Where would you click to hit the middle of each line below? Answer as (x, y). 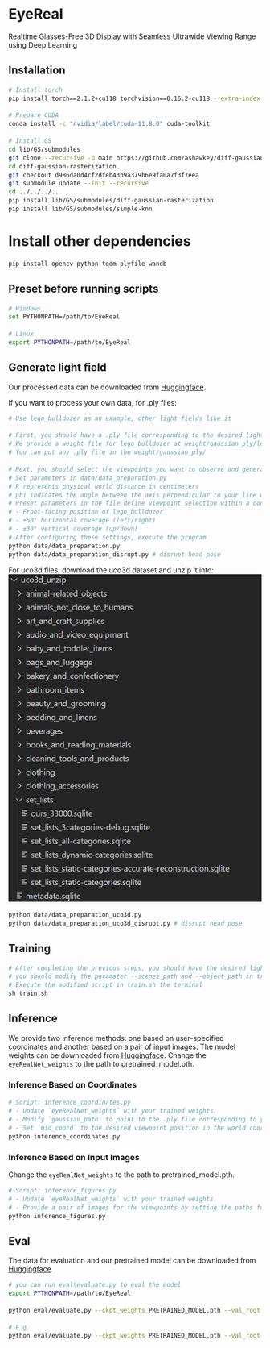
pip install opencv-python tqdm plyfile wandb (88, 264)
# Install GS (30, 141)
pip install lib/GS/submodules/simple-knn (80, 209)
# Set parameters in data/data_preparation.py (88, 478)
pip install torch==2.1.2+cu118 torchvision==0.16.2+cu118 (109, 98)
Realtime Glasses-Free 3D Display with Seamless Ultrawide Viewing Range (132, 36)
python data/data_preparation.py (64, 546)
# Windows (25, 308)
